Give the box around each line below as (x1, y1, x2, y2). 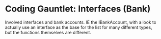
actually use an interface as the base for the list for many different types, (5, 24, 152, 30)
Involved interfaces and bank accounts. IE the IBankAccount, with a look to (5, 19, 157, 25)
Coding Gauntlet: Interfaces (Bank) (5, 3, 151, 14)
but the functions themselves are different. (5, 29, 92, 35)
